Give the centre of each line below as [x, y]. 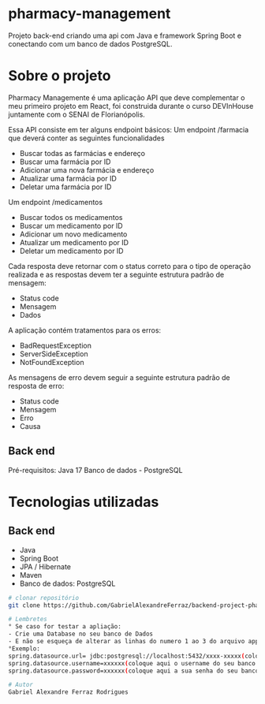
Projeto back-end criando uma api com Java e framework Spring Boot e [125, 35]
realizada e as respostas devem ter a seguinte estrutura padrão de [116, 274]
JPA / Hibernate [45, 566]
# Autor [21, 685]
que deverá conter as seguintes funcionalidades [86, 138]
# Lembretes [28, 620]
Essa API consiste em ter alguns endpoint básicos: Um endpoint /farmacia [129, 129]
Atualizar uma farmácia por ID [68, 178]
